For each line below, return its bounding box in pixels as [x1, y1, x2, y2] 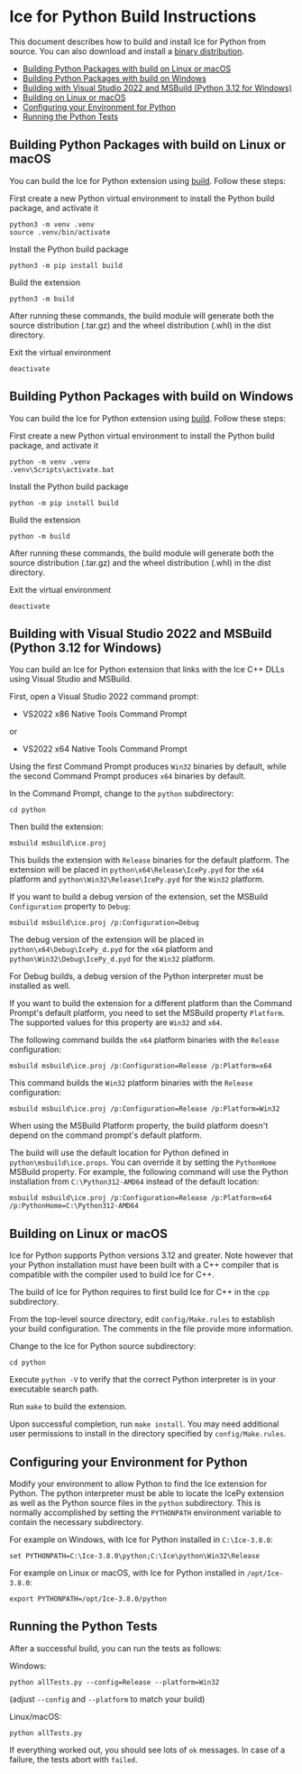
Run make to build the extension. [9, 1401, 128, 1412]
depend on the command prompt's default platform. [9, 1130, 203, 1141]
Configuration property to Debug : [9, 901, 131, 912]
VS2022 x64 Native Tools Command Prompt [22, 744, 188, 754]
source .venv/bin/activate [9, 227, 111, 236]
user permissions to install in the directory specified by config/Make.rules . [9, 1428, 287, 1439]
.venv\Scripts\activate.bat [9, 465, 115, 475]
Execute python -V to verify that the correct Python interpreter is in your [9, 1374, 277, 1385]
